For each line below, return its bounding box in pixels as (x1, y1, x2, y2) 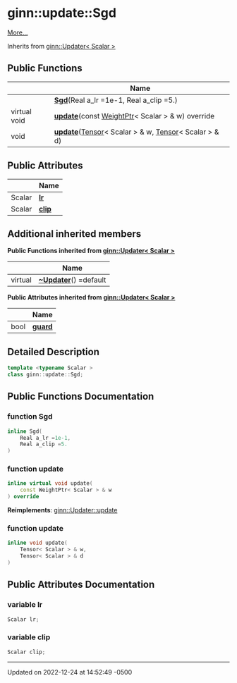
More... (7, 28, 28, 37)
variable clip (7, 632, 51, 642)
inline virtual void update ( (7, 480, 93, 487)
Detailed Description (7, 345, 100, 357)
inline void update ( (7, 539, 68, 547)
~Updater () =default (38, 275, 107, 285)
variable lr (7, 600, 43, 610)
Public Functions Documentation (7, 390, 154, 402)
